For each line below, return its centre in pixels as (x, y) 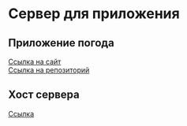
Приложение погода (61, 43)
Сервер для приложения (94, 14)
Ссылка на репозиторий (49, 70)
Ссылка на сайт (35, 61)
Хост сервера (44, 95)
